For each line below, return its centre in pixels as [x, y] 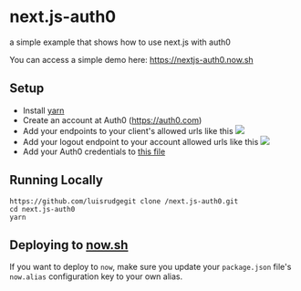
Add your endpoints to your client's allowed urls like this [128, 130]
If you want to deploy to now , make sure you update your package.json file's [150, 267]
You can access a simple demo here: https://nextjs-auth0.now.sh [131, 59]
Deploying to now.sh [69, 245]
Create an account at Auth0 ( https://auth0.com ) [112, 120]
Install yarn [43, 110]
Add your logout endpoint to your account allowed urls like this [140, 141]
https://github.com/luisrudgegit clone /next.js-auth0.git [124, 201]
